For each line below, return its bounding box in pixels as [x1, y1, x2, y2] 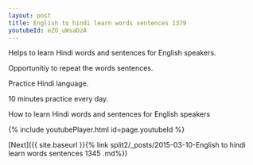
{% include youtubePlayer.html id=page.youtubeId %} [8, 125, 185, 135]
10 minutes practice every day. [8, 94, 109, 104]
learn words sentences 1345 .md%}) [8, 148, 128, 159]
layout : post [8, 11, 52, 20]
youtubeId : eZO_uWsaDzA [8, 26, 88, 34]
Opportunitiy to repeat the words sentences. [8, 63, 154, 73]
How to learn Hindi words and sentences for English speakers [8, 109, 211, 119]
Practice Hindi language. [8, 79, 89, 88]
